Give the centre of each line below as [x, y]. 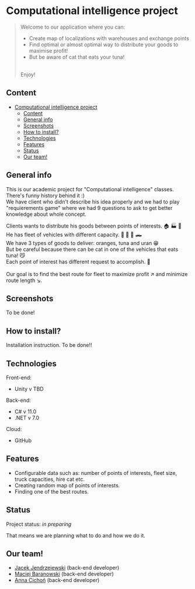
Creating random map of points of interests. [67, 485]
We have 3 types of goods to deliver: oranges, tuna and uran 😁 [82, 243]
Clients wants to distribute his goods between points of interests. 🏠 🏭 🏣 [94, 226]
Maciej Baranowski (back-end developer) [64, 574]
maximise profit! [48, 50]
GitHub [23, 440]
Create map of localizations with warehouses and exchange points [109, 38]
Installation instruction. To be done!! [49, 345]
